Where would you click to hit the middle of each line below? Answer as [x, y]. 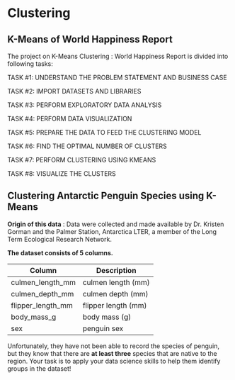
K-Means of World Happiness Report [90, 39]
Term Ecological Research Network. [59, 239]
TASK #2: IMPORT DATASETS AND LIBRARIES [74, 91]
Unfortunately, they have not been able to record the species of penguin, [113, 346]
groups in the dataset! [39, 368]
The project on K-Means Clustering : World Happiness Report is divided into [118, 56]
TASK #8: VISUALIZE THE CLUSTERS [62, 174]
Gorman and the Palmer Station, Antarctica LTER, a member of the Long [112, 231]
